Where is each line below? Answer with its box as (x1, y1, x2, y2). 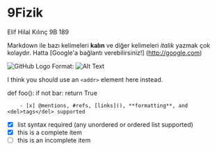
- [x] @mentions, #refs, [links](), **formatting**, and (19, 102, 188, 109)
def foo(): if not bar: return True (7, 89, 97, 97)
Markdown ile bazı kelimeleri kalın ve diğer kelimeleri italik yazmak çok (7, 41, 211, 49)
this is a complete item (17, 128, 82, 136)
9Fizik (7, 5, 44, 21)
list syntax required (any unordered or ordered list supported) (17, 120, 193, 129)
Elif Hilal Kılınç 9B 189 (7, 28, 70, 36)
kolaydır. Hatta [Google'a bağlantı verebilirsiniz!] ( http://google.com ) (7, 48, 202, 57)
